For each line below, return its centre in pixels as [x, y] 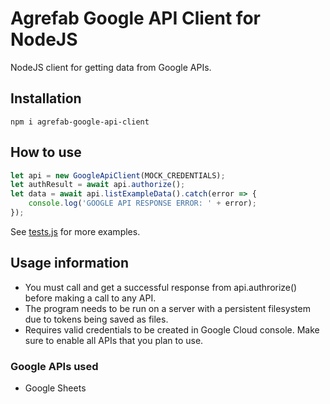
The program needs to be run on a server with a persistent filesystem [167, 308]
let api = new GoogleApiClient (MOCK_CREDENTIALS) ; [118, 175]
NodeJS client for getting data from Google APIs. [111, 67]
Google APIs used [54, 366]
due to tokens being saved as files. [96, 319]
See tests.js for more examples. [75, 231]
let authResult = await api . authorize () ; [98, 185]
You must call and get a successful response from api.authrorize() [161, 287]
